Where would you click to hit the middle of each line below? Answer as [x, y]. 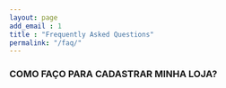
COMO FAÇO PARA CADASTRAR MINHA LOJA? [113, 75]
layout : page [34, 18]
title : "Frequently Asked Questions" [82, 34]
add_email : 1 [36, 26]
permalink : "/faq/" [46, 43]
